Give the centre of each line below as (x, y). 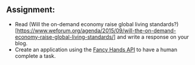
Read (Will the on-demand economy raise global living (81, 24)
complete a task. (35, 55)
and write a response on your (153, 37)
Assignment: (31, 10)
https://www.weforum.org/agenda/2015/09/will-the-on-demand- (97, 30)
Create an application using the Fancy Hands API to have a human (96, 49)
